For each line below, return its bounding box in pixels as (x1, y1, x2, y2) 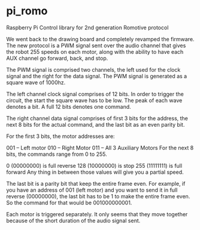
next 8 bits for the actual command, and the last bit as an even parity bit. (6, 121, 185, 128)
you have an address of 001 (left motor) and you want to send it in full (6, 186, 178, 194)
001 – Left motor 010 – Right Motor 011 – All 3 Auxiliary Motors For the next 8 (6, 144, 194, 151)
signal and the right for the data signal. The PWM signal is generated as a (6, 72, 187, 79)
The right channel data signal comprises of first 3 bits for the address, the (6, 115, 189, 122)
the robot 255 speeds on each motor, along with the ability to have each (6, 48, 184, 55)
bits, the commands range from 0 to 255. (6, 151, 107, 158)
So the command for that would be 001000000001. (6, 199, 132, 206)
